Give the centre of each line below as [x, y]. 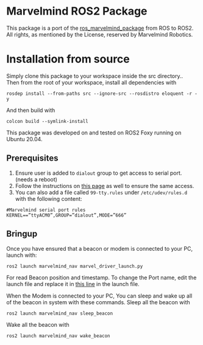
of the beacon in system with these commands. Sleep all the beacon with [98, 302]
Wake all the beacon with [38, 324]
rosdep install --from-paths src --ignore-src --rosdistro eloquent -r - [102, 93]
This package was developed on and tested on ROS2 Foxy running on [94, 133]
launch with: [22, 255]
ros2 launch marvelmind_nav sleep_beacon [60, 313]
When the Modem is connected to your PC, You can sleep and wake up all [99, 296]
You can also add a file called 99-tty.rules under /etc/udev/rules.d [101, 192]
